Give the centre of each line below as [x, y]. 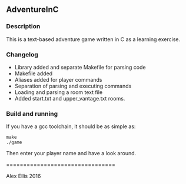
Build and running [32, 113]
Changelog [22, 54]
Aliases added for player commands [58, 79]
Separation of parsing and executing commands [73, 86]
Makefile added [34, 73]
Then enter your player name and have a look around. [71, 153]
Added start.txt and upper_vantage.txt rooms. [70, 98]
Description [23, 26]
